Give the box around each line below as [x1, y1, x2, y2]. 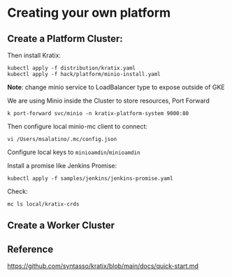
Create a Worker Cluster [7, 220, 115, 232]
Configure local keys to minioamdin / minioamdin [7, 148, 141, 156]
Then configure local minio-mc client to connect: [7, 122, 148, 130]
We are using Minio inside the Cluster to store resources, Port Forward [7, 96, 210, 105]
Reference [7, 243, 54, 255]
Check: [7, 187, 28, 195]
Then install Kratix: [7, 51, 61, 59]
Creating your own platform [7, 5, 171, 21]
